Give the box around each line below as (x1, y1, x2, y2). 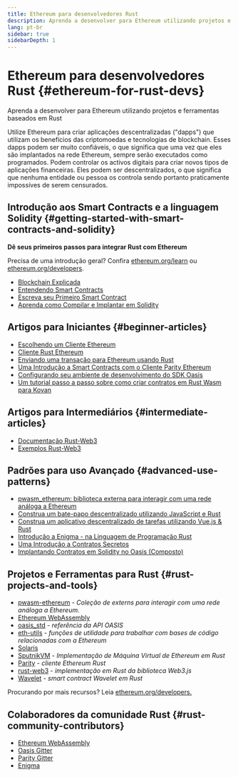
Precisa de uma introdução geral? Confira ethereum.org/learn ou (7, 256, 197, 264)
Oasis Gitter (17, 746, 53, 754)
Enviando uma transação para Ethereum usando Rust (17, 355, 175, 364)
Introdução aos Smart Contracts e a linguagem (7, 201, 219, 214)
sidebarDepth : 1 (7, 37, 56, 44)
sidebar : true (7, 30, 50, 38)
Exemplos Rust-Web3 (17, 443, 81, 453)
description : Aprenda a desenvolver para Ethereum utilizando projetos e (7, 17, 232, 24)
